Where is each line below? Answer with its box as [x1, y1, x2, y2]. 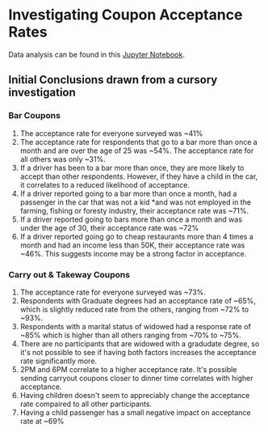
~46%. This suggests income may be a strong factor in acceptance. [19, 248, 247, 258]
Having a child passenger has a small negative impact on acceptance [19, 407, 251, 417]
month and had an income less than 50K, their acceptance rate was [19, 240, 245, 250]
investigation [8, 86, 77, 100]
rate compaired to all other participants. [19, 399, 152, 409]
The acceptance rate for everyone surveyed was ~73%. [19, 287, 206, 297]
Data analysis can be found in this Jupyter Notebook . [8, 49, 186, 59]
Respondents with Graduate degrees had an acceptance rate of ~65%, [19, 295, 257, 305]
